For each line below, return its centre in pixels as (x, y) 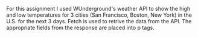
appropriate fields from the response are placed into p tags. (81, 27)
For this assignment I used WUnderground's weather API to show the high (98, 9)
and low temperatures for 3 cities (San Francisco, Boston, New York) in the (99, 15)
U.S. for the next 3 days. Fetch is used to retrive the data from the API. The (99, 21)
